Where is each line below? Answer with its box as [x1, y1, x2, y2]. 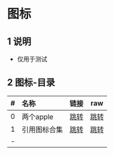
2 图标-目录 [7, 76, 56, 89]
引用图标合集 [21, 124, 63, 134]
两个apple [21, 112, 54, 122]
